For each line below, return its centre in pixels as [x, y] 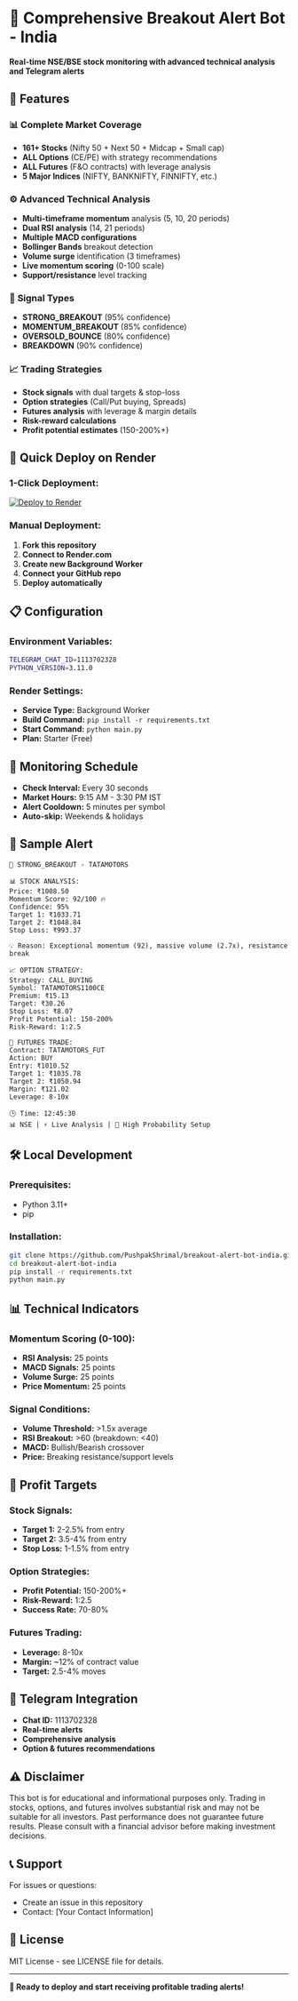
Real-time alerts [52, 1730]
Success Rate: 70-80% [65, 1610]
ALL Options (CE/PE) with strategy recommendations [119, 157]
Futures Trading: [46, 1633]
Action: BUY [31, 1058]
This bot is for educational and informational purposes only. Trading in [137, 1798]
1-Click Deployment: [54, 483]
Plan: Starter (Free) [57, 739]
